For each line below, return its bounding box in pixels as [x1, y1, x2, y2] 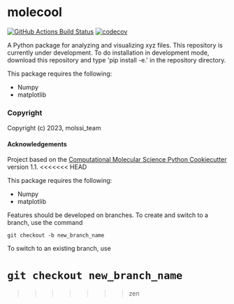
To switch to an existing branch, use [7, 244, 112, 253]
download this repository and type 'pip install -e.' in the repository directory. [7, 55, 226, 64]
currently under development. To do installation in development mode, [7, 48, 210, 57]
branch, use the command [7, 219, 83, 227]
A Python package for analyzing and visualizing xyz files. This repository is [7, 41, 224, 49]
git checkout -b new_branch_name [7, 232, 105, 239]
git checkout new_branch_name [7, 269, 183, 282]
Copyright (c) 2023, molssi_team [7, 124, 101, 132]
